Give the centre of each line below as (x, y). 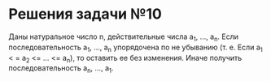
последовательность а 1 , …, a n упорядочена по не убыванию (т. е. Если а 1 (135, 48)
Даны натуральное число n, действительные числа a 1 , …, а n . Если (123, 37)
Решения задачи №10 (85, 14)
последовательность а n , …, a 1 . (61, 69)
